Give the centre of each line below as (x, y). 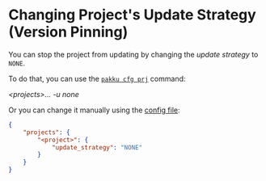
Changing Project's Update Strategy (132, 15)
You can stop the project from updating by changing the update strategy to (133, 54)
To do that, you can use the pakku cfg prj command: (97, 78)
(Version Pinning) (68, 32)
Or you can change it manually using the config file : (94, 110)
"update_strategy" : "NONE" (97, 147)
